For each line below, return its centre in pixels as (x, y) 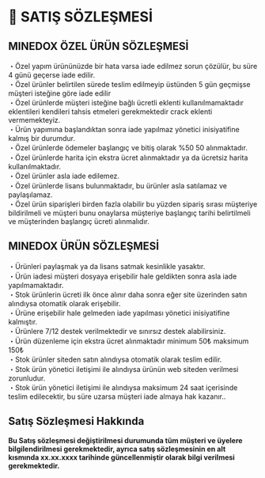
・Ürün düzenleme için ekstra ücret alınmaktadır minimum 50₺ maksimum (129, 341)
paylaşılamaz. (30, 195)
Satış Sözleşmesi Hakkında (76, 421)
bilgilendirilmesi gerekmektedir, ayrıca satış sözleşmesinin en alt (117, 449)
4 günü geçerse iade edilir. (52, 75)
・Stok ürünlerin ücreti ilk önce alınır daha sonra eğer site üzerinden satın (128, 294)
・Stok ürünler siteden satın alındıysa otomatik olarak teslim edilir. (115, 359)
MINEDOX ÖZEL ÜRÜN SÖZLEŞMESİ (98, 46)
